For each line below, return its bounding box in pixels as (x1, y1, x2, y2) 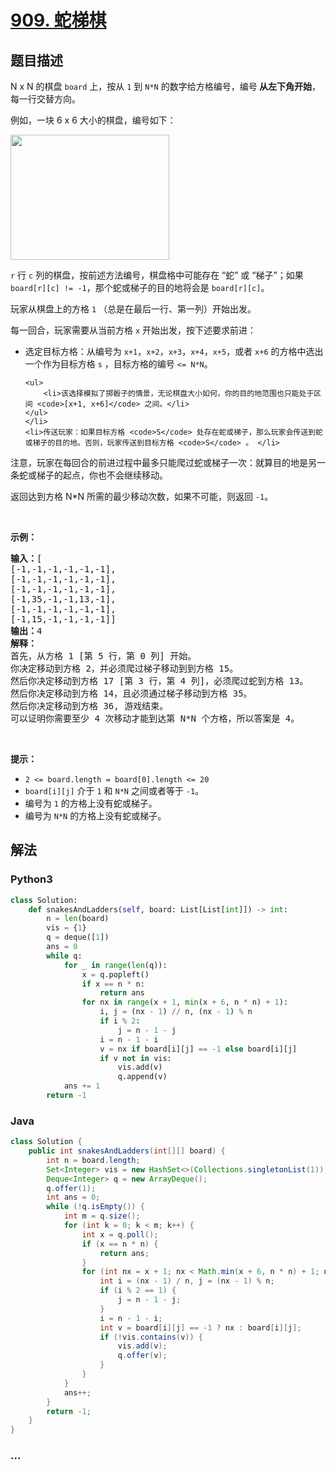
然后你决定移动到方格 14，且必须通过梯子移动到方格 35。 (10, 688, 253, 699)
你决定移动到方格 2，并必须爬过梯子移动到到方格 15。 (10, 663, 239, 674)
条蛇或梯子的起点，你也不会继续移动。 (10, 469, 168, 481)
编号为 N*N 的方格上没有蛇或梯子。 (24, 810, 167, 821)
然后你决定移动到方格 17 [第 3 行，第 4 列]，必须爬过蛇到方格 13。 (10, 676, 309, 686)
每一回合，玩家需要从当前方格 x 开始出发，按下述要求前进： (10, 324, 257, 336)
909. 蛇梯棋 (10, 9, 107, 32)
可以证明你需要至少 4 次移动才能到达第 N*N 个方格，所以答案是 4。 (10, 713, 300, 724)
